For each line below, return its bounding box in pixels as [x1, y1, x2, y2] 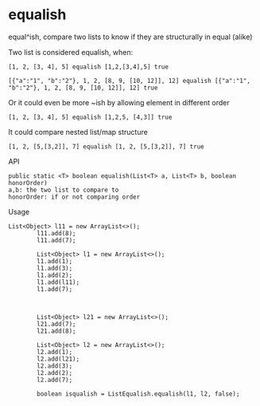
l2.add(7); [37, 376, 73, 384]
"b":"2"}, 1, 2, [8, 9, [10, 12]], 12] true [8, 84, 158, 92]
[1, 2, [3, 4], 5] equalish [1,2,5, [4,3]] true [8, 113, 173, 121]
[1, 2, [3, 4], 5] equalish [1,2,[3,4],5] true [8, 62, 169, 71]
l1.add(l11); [37, 278, 80, 286]
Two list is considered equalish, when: [8, 47, 134, 57]
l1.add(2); [37, 271, 73, 279]
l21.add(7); [37, 320, 77, 328]
